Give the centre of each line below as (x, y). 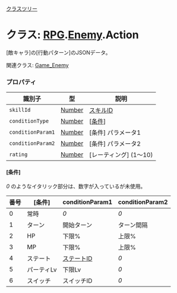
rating (18, 155)
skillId (20, 110)
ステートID (78, 259)
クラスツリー (22, 9)
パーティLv (42, 270)
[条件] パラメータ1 (115, 133)
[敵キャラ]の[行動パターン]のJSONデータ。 (59, 52)
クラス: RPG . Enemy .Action (72, 35)
